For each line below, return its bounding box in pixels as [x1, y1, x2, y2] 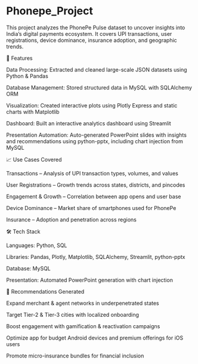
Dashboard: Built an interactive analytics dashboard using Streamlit [6, 119, 171, 127]
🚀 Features [6, 54, 33, 61]
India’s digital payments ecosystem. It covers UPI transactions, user [6, 30, 172, 37]
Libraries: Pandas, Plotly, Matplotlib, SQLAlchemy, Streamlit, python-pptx [6, 253, 185, 260]
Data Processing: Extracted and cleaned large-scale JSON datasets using [6, 66, 187, 73]
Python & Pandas [6, 72, 49, 79]
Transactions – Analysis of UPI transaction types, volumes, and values [6, 169, 179, 177]
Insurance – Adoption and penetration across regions [6, 216, 137, 223]
